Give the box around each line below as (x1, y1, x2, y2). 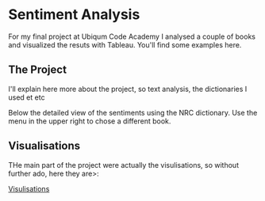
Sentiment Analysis (8, 6, 140, 24)
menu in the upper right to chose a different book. (8, 116, 171, 126)
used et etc (8, 93, 45, 102)
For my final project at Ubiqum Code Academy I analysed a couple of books (8, 32, 256, 41)
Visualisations (8, 139, 81, 153)
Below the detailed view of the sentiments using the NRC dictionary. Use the (8, 108, 258, 117)
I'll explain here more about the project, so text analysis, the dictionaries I (8, 84, 248, 93)
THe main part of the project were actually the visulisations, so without (8, 160, 240, 169)
